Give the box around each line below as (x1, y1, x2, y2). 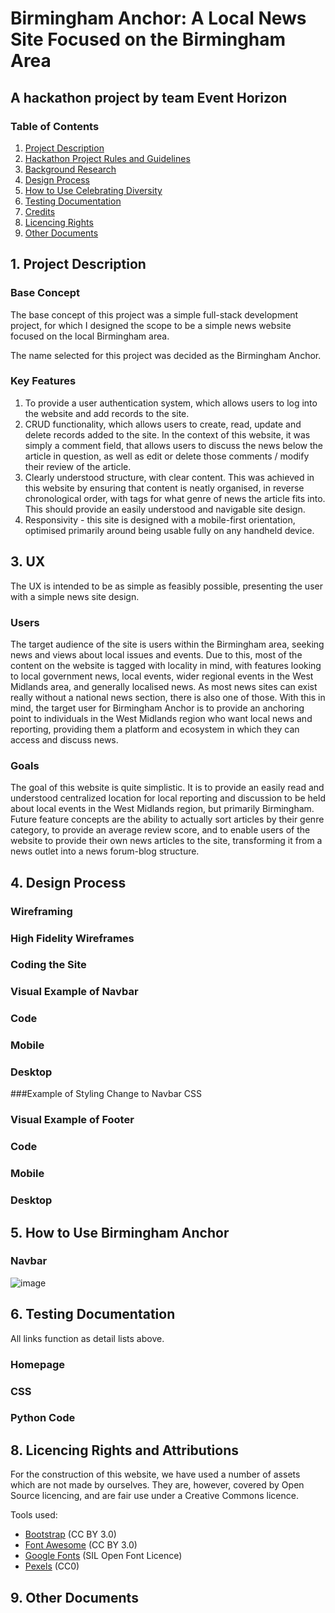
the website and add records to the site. (24, 407, 190, 419)
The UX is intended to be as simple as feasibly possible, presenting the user (10, 580, 323, 592)
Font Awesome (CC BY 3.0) (24, 1539, 138, 1551)
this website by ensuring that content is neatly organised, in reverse (24, 482, 305, 494)
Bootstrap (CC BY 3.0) (24, 1528, 117, 1541)
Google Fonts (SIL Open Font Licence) (24, 1550, 183, 1562)
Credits (24, 205, 56, 217)
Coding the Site (10, 958, 87, 972)
